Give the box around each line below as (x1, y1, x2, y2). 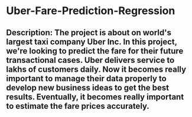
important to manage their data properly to (6, 73, 167, 83)
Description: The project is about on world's (6, 28, 171, 38)
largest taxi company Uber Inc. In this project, (6, 36, 177, 46)
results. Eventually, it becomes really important (6, 92, 184, 102)
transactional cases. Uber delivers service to (6, 55, 175, 65)
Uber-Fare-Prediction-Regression (6, 4, 175, 18)
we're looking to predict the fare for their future (6, 46, 184, 56)
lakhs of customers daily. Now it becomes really (6, 64, 187, 74)
